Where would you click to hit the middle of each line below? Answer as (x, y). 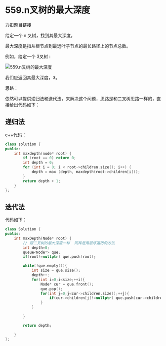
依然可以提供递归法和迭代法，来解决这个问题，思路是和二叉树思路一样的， (81, 98)
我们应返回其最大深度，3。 (33, 77)
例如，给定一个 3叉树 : (28, 56)
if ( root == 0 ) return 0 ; (50, 158)
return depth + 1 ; (42, 181)
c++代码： (16, 135)
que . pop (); (52, 289)
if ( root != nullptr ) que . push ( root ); (60, 257)
